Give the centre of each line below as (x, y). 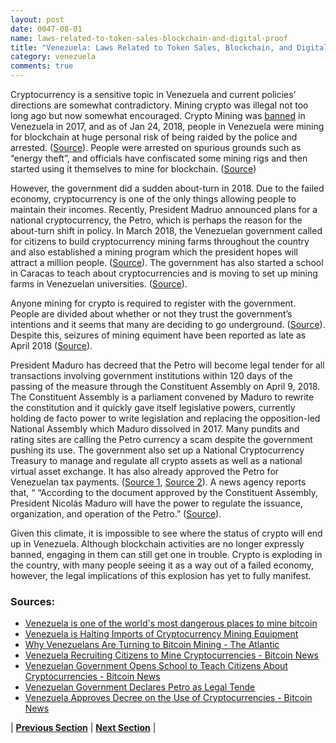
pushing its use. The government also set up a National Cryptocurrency (157, 450)
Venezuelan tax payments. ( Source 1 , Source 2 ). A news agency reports (158, 482)
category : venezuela (53, 57)
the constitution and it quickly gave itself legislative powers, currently (153, 407)
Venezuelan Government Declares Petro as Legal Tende (140, 687)
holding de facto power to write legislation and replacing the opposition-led (165, 418)
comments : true (42, 66)
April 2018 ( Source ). (51, 345)
